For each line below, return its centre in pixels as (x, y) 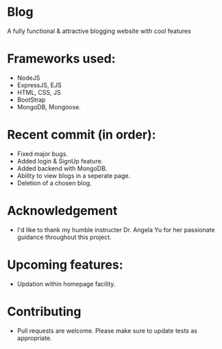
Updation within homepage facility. (66, 284)
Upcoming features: (65, 264)
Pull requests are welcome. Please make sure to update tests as (107, 330)
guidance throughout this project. (64, 237)
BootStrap (31, 100)
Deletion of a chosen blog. (54, 183)
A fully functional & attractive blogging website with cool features (99, 31)
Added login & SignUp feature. (60, 161)
